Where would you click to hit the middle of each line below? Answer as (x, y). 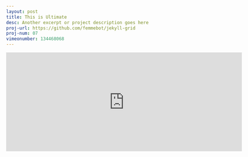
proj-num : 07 (22, 34)
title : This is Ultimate (37, 17)
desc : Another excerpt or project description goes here (77, 22)
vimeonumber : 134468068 (35, 39)
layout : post (22, 11)
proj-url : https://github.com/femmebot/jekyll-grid (71, 28)
